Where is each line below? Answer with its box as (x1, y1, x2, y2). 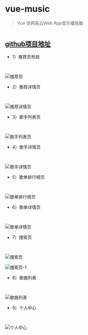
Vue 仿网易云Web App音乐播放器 (17, 20, 84, 26)
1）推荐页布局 (12, 53, 40, 59)
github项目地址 (5, 40, 51, 48)
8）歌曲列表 (12, 275, 36, 281)
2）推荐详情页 (12, 84, 41, 89)
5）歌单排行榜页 (12, 174, 45, 180)
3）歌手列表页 (12, 114, 41, 120)
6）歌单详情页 (12, 204, 41, 210)
